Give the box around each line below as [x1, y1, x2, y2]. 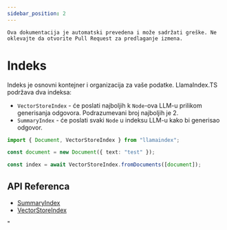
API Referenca [7, 180, 70, 192]
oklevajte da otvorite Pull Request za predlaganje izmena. [7, 35, 184, 42]
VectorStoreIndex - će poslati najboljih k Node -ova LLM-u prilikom [17, 101, 202, 109]
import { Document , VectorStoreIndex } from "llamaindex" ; [7, 136, 180, 143]
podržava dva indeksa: [7, 87, 72, 96]
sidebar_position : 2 [7, 10, 67, 17]
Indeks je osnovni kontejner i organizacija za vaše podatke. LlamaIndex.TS [7, 81, 218, 89]
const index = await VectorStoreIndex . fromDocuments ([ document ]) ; [7, 161, 202, 169]
